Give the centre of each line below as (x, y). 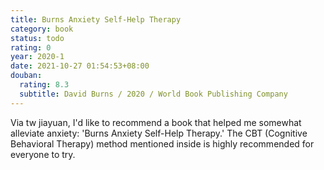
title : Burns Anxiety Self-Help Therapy (96, 19)
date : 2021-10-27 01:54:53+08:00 (80, 66)
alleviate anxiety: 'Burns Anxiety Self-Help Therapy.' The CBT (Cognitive (159, 133)
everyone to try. (43, 154)
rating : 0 (31, 47)
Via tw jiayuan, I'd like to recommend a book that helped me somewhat (156, 122)
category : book (42, 29)
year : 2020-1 (37, 57)
